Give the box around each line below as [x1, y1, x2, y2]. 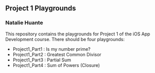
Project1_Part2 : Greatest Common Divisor [12, 51, 101, 57]
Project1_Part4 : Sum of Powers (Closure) [12, 62, 100, 68]
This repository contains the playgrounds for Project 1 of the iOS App [5, 30, 150, 37]
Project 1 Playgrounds [5, 4, 76, 13]
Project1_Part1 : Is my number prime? [12, 46, 91, 52]
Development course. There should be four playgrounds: [5, 36, 125, 42]
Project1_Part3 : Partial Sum [12, 57, 72, 63]
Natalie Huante [5, 19, 43, 26]
